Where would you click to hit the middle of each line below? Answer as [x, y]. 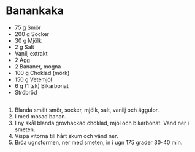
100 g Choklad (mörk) [42, 73]
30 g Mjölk [28, 40]
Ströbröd [26, 92]
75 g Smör [28, 27]
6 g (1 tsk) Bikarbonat [41, 85]
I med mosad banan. [40, 117]
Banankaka [35, 11]
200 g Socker [32, 34]
